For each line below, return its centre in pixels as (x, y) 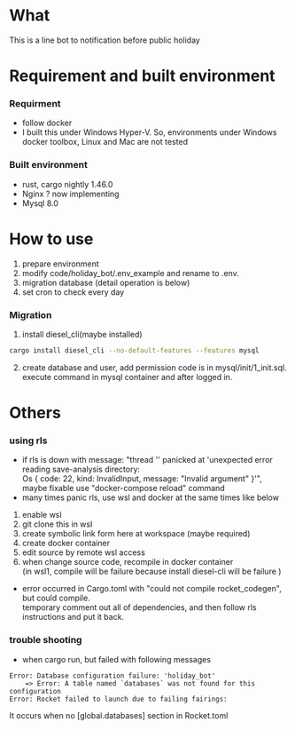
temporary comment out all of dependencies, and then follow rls (139, 607)
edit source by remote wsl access (84, 552)
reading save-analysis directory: (81, 469)
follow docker (47, 123)
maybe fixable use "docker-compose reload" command (123, 488)
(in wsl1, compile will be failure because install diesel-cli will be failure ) (151, 571)
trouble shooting (46, 640)
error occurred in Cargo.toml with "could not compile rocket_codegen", (151, 589)
